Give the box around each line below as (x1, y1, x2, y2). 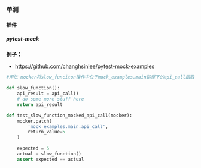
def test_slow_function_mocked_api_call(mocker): (6, 112, 133, 119)
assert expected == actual (17, 156, 84, 162)
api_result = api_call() (17, 91, 79, 97)
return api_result (17, 101, 63, 108)
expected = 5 (17, 145, 50, 151)
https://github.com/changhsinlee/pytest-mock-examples (14, 63, 155, 70)
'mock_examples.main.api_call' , (28, 123, 109, 129)
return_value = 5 (28, 129, 66, 135)
